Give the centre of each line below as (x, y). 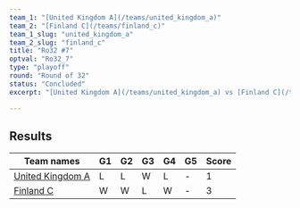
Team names (52, 162)
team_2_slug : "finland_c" (57, 42)
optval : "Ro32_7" (42, 59)
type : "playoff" (39, 68)
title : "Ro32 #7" (42, 51)
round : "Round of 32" (50, 76)
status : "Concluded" (48, 84)
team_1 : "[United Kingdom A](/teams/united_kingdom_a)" (115, 17)
